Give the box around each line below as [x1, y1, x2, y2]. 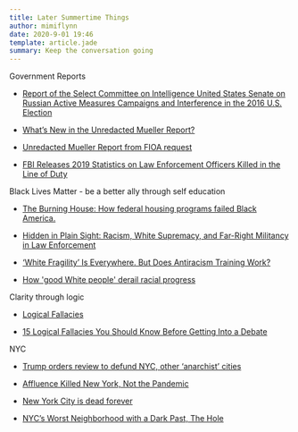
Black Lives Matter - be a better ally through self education [9, 186, 226, 197]
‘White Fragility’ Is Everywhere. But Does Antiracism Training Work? [21, 257, 271, 268]
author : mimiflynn [9, 21, 78, 30]
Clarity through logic [9, 292, 85, 302]
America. [21, 213, 56, 224]
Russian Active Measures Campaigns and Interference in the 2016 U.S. [21, 97, 283, 108]
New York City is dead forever [21, 395, 133, 407]
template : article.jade [9, 38, 98, 47]
